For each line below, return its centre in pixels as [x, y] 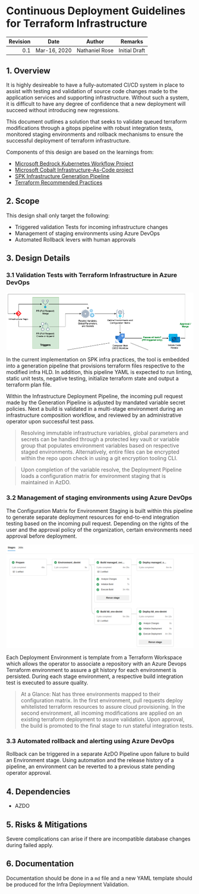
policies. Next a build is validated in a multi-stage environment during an [94, 409]
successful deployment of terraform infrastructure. [68, 140]
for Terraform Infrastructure [77, 23]
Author [95, 42]
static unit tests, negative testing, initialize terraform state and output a [93, 379]
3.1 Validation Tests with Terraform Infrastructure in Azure [92, 275]
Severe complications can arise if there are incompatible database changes [99, 839]
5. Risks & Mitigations [47, 824]
